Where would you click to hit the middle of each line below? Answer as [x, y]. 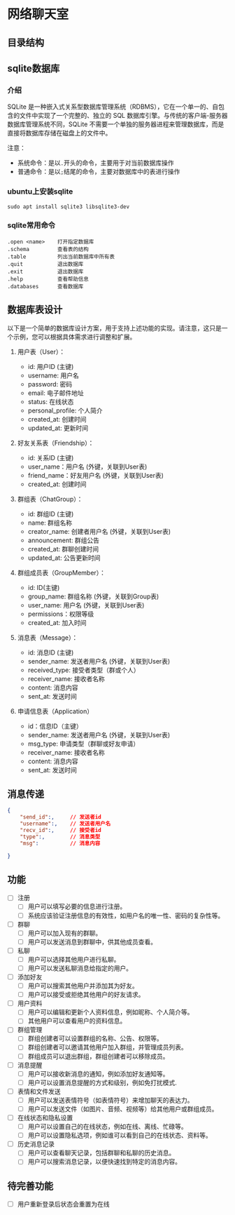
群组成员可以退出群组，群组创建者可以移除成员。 [98, 1056]
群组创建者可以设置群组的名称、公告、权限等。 [95, 1038]
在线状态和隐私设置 [45, 1117]
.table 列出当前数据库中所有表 [61, 257]
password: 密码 [50, 384]
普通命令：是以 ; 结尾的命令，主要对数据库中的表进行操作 [99, 172]
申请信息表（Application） [55, 711]
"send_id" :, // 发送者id [60, 817]
